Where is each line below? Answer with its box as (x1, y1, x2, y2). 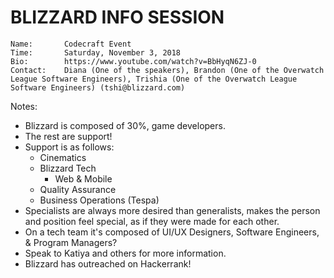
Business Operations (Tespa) (39, 194, 160, 206)
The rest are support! (24, 130, 113, 142)
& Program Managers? (24, 236, 118, 248)
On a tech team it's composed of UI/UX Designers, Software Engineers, (24, 226, 320, 238)
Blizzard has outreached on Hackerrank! (24, 257, 192, 270)
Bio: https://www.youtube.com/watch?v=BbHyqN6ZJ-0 (10, 56, 257, 66)
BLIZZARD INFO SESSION (10, 6, 225, 29)
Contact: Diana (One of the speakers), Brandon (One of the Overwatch (10, 65, 325, 75)
